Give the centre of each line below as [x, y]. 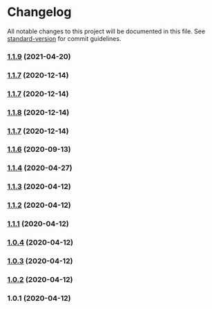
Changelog [39, 12]
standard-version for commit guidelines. [64, 38]
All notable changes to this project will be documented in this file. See [106, 31]
